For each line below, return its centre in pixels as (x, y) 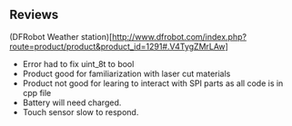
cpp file (37, 92)
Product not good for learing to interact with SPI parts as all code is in (153, 83)
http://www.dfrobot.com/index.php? (180, 36)
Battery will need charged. (72, 102)
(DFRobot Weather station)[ (61, 36)
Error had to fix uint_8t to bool (78, 63)
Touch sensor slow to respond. (81, 111)
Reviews (34, 15)
